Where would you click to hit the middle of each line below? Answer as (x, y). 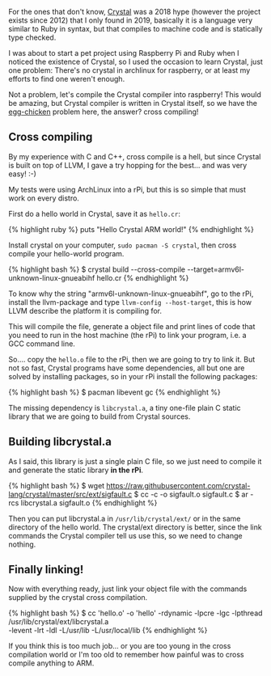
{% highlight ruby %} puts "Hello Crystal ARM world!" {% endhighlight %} (131, 229)
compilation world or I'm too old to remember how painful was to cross (126, 655)
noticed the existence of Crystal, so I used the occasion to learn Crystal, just (135, 61)
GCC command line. (42, 344)
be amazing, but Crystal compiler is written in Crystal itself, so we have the (133, 103)
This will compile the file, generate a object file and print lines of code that (132, 326)
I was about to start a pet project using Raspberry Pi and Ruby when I (124, 53)
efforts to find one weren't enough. (67, 79)
